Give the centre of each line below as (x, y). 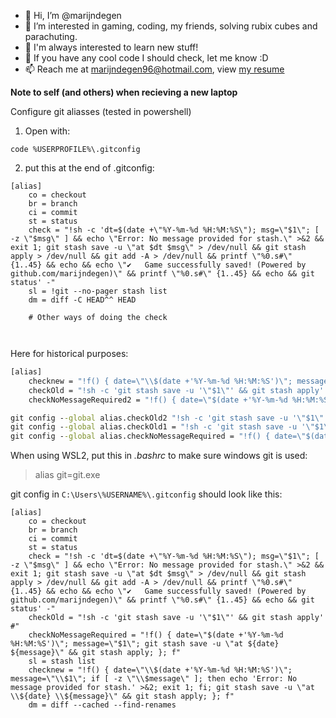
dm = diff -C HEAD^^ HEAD (82, 300)
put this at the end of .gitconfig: (89, 168)
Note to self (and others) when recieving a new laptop (124, 92)
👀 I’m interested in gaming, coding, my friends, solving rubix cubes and (171, 26)
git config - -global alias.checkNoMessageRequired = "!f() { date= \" (158, 436)
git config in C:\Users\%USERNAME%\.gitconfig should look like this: (146, 494)
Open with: (47, 131)
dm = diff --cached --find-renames (102, 705)
